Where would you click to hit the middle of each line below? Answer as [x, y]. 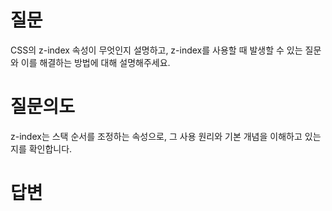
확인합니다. [50, 148]
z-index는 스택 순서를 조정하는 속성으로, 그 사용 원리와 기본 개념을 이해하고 [156, 136]
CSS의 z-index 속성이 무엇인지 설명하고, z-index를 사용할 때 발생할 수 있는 [156, 50]
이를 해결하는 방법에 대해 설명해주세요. [95, 62]
